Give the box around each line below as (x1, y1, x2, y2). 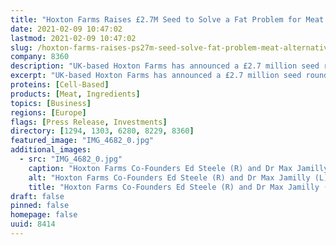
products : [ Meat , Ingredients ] (10, 89, 141, 99)
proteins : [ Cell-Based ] (10, 80, 110, 90)
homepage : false (10, 210, 78, 220)
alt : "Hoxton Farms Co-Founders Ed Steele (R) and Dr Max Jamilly (28, 172, 311, 183)
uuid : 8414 (10, 219, 56, 230)
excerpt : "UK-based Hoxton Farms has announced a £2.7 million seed (10, 71, 302, 81)
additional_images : (10, 145, 92, 155)
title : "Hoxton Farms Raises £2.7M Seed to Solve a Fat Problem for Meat (10, 14, 325, 25)
